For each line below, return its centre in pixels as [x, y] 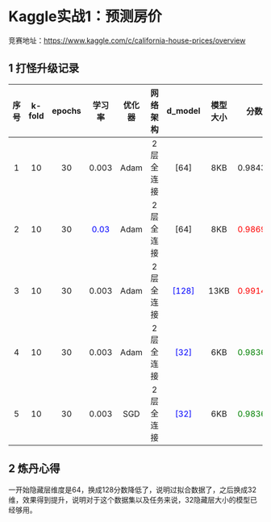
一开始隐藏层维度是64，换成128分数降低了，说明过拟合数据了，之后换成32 [132, 490]
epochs [67, 111]
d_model [183, 111]
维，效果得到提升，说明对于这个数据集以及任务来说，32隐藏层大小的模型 [129, 499]
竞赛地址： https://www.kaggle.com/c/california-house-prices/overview [127, 40]
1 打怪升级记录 [44, 68]
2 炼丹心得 [34, 469]
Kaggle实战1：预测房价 [85, 17]
